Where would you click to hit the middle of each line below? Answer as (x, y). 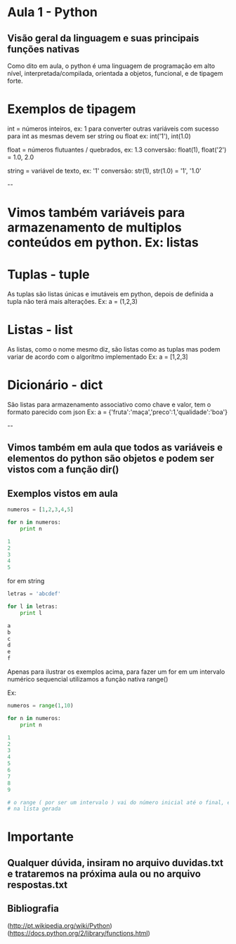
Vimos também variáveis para (96, 213)
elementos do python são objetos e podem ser (111, 459)
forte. (15, 81)
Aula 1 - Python (53, 12)
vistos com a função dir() (63, 470)
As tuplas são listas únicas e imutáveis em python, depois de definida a (111, 294)
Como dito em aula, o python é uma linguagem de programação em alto (111, 66)
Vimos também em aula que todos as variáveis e (115, 447)
